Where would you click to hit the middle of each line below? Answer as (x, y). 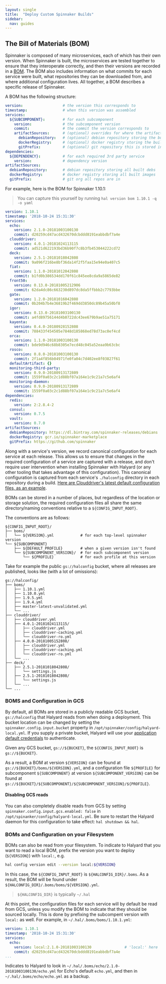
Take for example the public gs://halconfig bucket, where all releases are (81, 566)
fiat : (15, 267)
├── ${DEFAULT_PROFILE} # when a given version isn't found (85, 548)
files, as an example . (26, 488)
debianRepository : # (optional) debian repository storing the (87, 138)
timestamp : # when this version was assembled (70, 110)
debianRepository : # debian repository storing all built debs (83, 170)
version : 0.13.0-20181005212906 (47, 285)
